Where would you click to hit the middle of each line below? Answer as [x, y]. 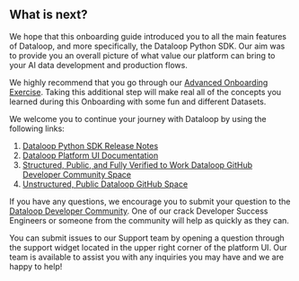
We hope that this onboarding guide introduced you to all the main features [148, 36]
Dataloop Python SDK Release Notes [90, 145]
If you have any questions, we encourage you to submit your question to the [150, 201]
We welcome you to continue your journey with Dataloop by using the [138, 119]
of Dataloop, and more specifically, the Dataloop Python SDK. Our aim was [147, 46]
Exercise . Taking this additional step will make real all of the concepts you [145, 92]
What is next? [48, 15]
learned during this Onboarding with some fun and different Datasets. [138, 101]
